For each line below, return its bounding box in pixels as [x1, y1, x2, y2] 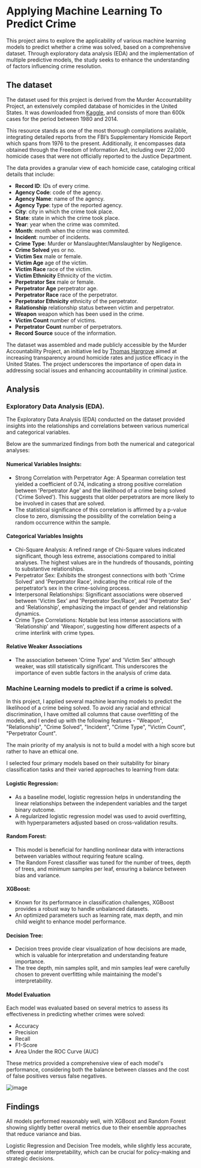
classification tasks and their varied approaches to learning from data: [6, 766, 180, 773]
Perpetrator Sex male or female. [14, 278, 95, 286]
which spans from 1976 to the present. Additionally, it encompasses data [6, 140, 186, 147]
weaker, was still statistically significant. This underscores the [14, 663, 168, 670]
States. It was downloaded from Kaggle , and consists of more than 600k [6, 108, 185, 116]
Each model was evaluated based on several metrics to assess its [6, 1004, 169, 1011]
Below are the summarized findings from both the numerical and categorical [6, 440, 195, 448]
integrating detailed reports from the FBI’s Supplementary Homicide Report [6, 133, 191, 140]
